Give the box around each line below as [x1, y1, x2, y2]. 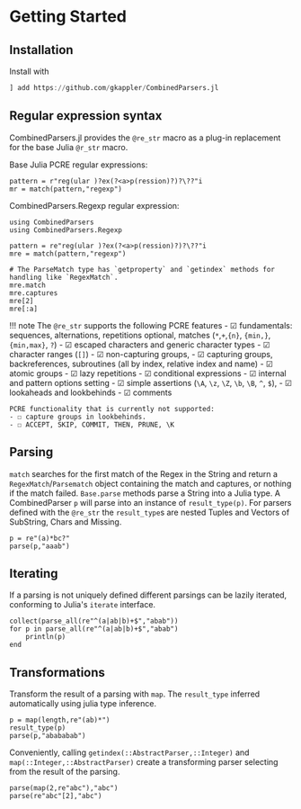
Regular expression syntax [9, 108, 163, 123]
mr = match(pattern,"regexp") [9, 184, 123, 193]
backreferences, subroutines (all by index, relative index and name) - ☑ [9, 358, 274, 369]
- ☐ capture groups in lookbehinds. [9, 412, 146, 421]
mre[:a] [9, 304, 39, 313]
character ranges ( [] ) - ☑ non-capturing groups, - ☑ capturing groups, [9, 348, 273, 359]
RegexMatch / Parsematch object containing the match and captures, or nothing [9, 478, 292, 489]
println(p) [25, 633, 66, 642]
